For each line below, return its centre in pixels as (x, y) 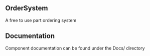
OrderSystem (27, 8)
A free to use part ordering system (41, 20)
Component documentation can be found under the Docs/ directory (75, 48)
